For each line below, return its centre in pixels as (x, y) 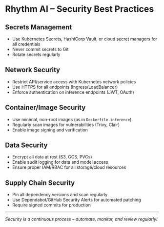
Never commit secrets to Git (40, 49)
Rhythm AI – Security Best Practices (80, 9)
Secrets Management (39, 27)
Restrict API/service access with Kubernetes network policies (74, 81)
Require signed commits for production (51, 205)
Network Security (32, 70)
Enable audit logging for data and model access (60, 162)
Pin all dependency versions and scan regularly (60, 195)
